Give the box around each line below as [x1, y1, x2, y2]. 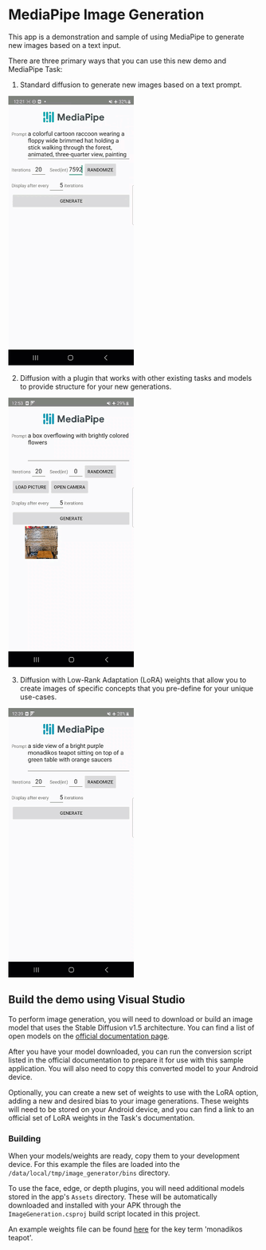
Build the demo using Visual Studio [8, 993, 186, 1007]
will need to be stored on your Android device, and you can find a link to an [8, 1104, 255, 1114]
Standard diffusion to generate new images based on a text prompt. [19, 80, 242, 89]
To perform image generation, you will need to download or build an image [8, 1014, 253, 1023]
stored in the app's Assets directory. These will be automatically [8, 1192, 217, 1202]
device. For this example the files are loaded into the [8, 1160, 181, 1169]
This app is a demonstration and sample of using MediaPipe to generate [8, 32, 244, 42]
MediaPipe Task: [8, 64, 63, 73]
